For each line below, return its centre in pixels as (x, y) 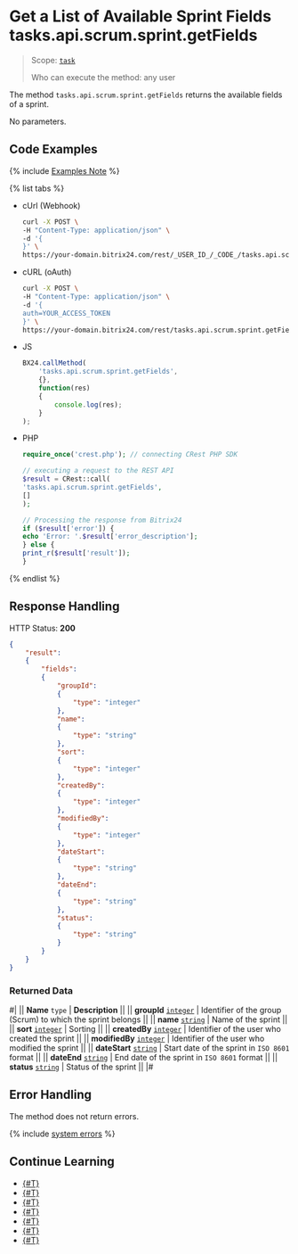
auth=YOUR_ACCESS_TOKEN (66, 313)
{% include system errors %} (62, 1134)
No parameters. (38, 121)
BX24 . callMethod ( (54, 363)
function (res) (64, 388)
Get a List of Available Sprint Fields (141, 16)
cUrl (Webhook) (51, 205)
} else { (38, 545)
